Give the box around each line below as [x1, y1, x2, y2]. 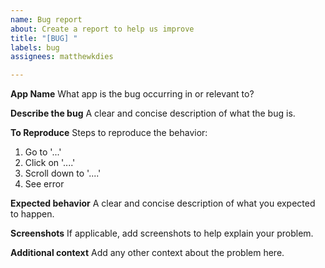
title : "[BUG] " [10, 33, 78, 43]
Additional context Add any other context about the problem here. [10, 247, 285, 259]
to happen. [10, 208, 55, 220]
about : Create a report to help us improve [10, 24, 195, 34]
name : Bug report [10, 14, 83, 25]
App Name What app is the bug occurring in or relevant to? [10, 88, 255, 100]
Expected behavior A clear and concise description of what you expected [10, 197, 316, 210]
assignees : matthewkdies [10, 52, 114, 62]
